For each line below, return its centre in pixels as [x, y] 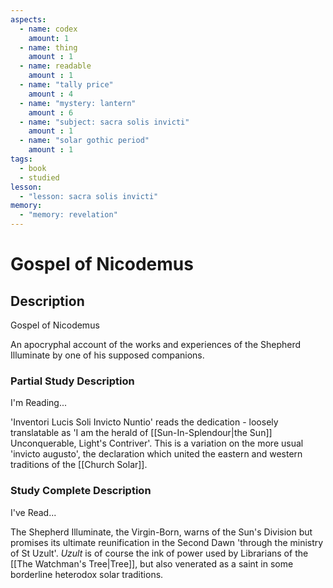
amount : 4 [51, 94]
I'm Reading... [39, 403]
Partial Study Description [72, 381]
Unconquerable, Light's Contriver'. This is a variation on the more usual [157, 443]
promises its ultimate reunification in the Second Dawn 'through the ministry [167, 542]
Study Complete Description [81, 491]
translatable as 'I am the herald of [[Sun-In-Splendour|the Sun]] [141, 433]
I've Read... [33, 512]
